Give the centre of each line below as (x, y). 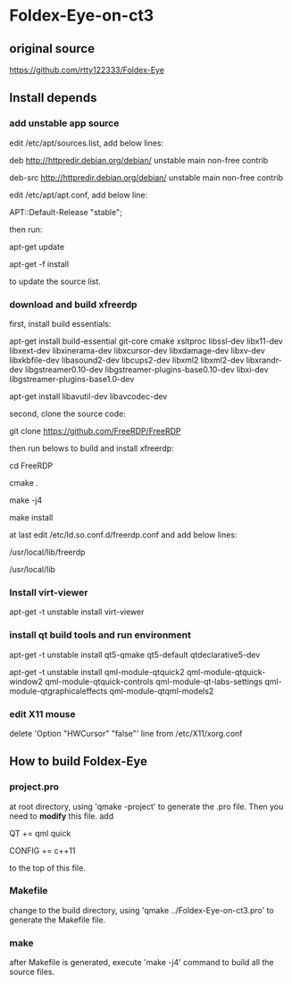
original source (52, 49)
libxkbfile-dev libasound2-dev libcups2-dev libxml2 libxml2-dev (127, 360)
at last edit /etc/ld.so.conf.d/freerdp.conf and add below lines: (123, 534)
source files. (32, 972)
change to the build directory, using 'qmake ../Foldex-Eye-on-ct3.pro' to (142, 910)
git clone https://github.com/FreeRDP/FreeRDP (95, 430)
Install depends (53, 98)
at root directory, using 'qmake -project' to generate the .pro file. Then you (146, 806)
